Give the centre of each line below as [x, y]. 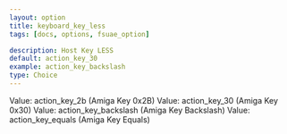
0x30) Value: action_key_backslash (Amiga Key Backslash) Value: [130, 110]
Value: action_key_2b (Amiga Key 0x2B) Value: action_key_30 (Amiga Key [144, 100]
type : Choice [34, 75]
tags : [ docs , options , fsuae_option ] [80, 34]
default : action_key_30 [54, 59]
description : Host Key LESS [62, 50]
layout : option [38, 17]
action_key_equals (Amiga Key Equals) [80, 119]
